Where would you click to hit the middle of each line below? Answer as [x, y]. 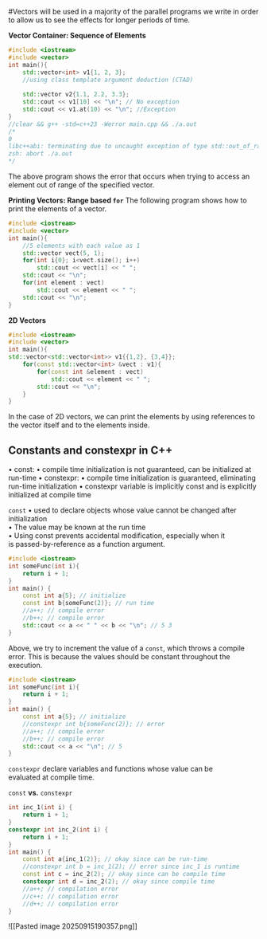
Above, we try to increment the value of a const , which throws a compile [126, 648]
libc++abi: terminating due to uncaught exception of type [108, 147]
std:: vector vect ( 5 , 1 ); [64, 253]
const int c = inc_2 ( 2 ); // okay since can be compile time [124, 874]
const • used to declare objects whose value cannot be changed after [122, 510]
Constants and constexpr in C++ [91, 450]
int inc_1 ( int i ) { [41, 807]
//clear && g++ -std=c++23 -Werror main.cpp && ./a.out [103, 124]
